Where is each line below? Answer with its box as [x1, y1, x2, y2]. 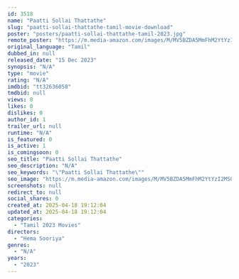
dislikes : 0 [7, 109, 43, 116]
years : [7, 255, 27, 262]
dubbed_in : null [7, 50, 55, 58]
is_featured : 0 [7, 136, 53, 143]
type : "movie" [7, 70, 50, 77]
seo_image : [7, 175, 40, 182]
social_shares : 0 [7, 195, 59, 202]
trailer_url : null [7, 122, 62, 130]
